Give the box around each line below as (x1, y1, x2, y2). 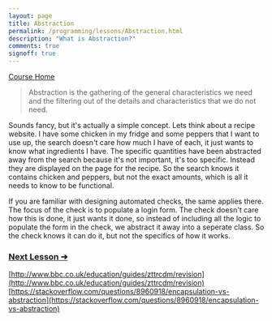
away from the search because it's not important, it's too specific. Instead (8, 155, 256, 165)
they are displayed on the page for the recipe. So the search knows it (8, 164, 240, 173)
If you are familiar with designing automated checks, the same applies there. (8, 196, 264, 206)
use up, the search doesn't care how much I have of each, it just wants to (8, 138, 254, 147)
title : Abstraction (8, 19, 75, 28)
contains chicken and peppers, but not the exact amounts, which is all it (8, 172, 248, 182)
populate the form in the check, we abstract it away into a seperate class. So (8, 222, 265, 232)
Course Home (8, 72, 55, 81)
